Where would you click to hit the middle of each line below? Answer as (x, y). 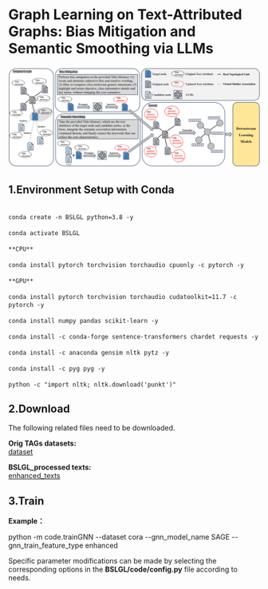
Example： (27, 521)
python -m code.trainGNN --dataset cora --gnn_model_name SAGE (119, 537)
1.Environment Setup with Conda (91, 190)
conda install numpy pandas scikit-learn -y (83, 320)
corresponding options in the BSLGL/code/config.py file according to (123, 569)
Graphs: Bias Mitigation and (102, 31)
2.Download (39, 408)
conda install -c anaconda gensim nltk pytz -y (89, 352)
